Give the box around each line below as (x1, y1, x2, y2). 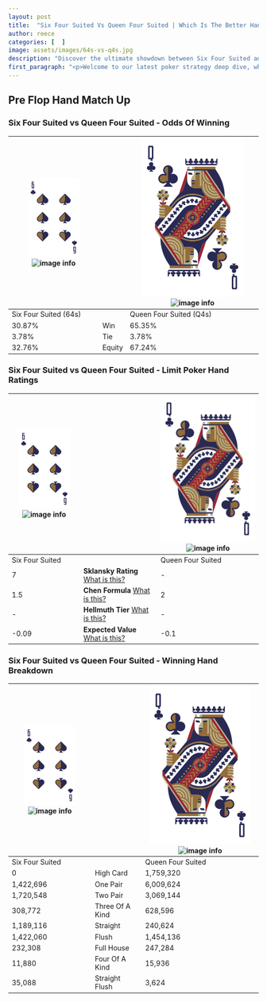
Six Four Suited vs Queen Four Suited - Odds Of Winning (8, 118, 230, 129)
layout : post (8, 13, 52, 21)
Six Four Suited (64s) (11, 310, 82, 319)
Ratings (8, 374, 39, 385)
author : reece (8, 29, 56, 37)
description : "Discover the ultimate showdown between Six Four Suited (8, 55, 250, 63)
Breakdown (8, 665, 53, 676)
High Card (95, 869, 129, 878)
